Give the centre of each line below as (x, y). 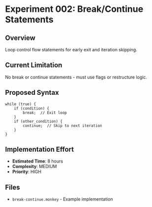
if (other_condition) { (38, 121)
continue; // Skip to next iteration (62, 125)
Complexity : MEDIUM (34, 166)
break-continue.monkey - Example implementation (62, 199)
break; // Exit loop (45, 113)
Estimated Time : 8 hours (37, 161)
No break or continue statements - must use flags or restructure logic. (76, 77)
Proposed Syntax (32, 93)
